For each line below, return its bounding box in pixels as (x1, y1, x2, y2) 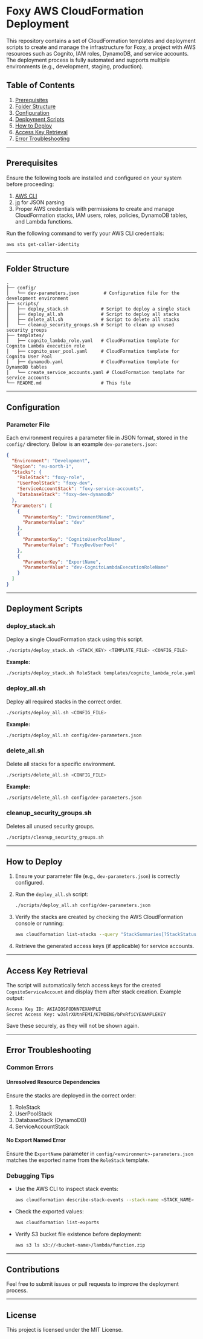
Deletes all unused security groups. (6, 822, 95, 830)
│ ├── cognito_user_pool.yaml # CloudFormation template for (6, 349, 180, 355)
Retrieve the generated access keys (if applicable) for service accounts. (14, 943, 195, 950)
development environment (6, 295, 69, 302)
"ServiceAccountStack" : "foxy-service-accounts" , (17, 486, 145, 492)
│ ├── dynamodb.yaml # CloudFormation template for (6, 359, 180, 365)
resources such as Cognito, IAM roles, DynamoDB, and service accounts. (6, 50, 189, 57)
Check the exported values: (14, 1207, 85, 1215)
